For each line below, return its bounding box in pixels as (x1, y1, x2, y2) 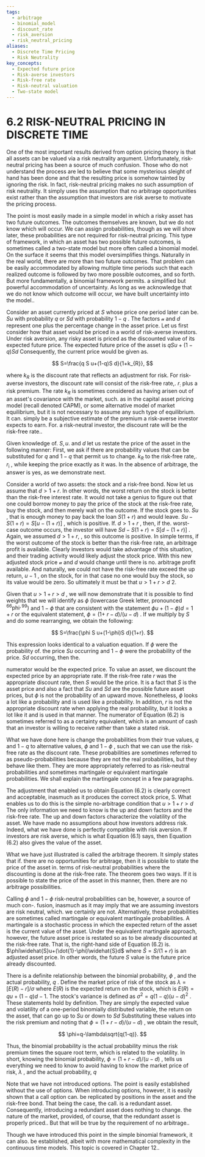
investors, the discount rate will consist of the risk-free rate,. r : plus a (24, 379, 198, 389)
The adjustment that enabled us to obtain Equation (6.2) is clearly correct (6, 787, 190, 794)
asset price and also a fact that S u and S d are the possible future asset (6, 685, 185, 693)
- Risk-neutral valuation (12, 83, 78, 89)
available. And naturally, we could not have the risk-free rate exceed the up (6, 565, 195, 573)
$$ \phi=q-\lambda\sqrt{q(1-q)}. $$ (58, 1030, 147, 1038)
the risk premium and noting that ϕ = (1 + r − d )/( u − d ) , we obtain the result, (6, 1019, 199, 1026)
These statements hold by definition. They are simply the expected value (6, 999, 189, 1006)
